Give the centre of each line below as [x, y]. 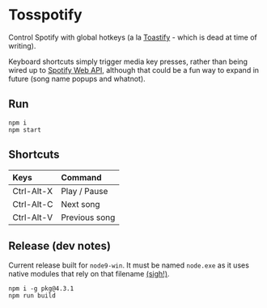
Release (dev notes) [60, 245]
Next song [80, 204]
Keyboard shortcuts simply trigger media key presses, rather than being [128, 61]
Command [81, 177]
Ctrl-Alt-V [33, 217]
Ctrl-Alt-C [33, 204]
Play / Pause [84, 191]
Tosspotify [45, 15]
